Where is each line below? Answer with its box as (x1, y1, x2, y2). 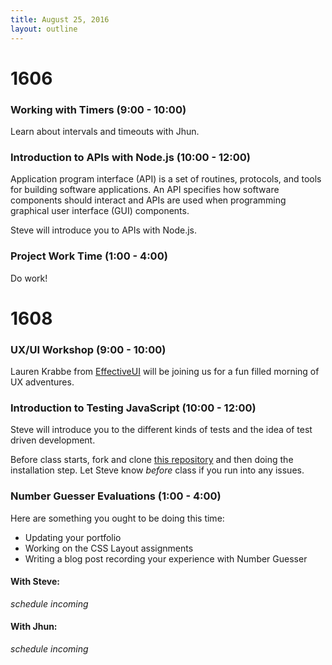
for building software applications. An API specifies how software (10, 184, 280, 196)
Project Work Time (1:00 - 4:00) (10, 249, 168, 263)
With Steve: (10, 576, 60, 588)
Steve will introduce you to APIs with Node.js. (10, 224, 198, 236)
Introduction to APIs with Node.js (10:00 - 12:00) (10, 150, 252, 164)
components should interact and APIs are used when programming (10, 194, 287, 206)
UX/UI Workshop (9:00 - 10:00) (10, 342, 167, 356)
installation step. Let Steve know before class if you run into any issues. (10, 464, 305, 476)
